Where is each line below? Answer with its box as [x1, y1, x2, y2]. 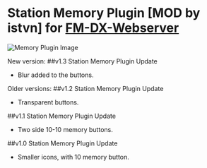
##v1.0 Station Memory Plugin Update [7, 139, 118, 148]
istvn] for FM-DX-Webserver [7, 20, 179, 36]
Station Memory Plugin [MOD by [7, 5, 201, 21]
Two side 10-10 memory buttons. [17, 125, 113, 133]
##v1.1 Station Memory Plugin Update [7, 112, 117, 120]
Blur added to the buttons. [17, 71, 94, 79]
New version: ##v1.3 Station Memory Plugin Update [7, 56, 158, 65]
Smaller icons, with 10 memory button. [17, 152, 129, 161]
